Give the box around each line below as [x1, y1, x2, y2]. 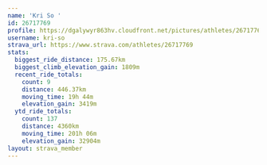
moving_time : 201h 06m [22, 129, 97, 137]
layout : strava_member [7, 144, 83, 152]
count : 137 [22, 115, 58, 123]
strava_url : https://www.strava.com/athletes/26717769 [7, 41, 194, 49]
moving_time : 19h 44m [22, 93, 93, 101]
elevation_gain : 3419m [22, 100, 97, 108]
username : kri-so [7, 33, 65, 42]
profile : [7, 26, 37, 34]
